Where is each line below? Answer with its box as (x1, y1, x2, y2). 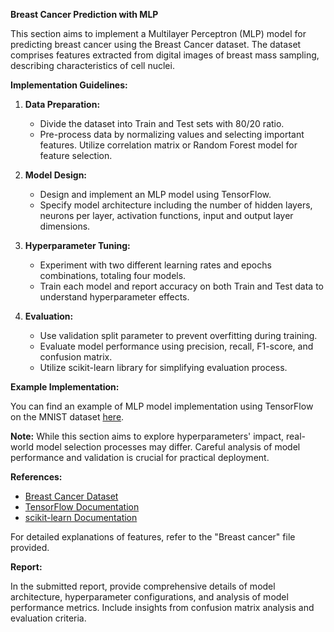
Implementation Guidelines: (10, 79, 128, 91)
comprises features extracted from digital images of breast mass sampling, (10, 49, 320, 61)
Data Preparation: (24, 99, 101, 110)
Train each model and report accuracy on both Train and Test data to (39, 280, 324, 292)
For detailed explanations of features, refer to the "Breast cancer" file (10, 531, 296, 543)
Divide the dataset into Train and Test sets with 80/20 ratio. (39, 118, 285, 129)
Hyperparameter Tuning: (24, 240, 131, 251)
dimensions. (39, 220, 91, 232)
